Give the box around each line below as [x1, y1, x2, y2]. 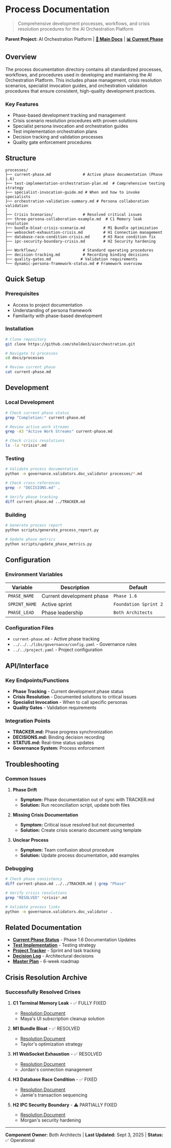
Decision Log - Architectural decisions [12, 953, 94, 959]
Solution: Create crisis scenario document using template [20, 827, 141, 833]
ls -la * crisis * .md [5, 443, 47, 448]
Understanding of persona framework [12, 307, 93, 313]
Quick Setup [5, 275, 45, 284]
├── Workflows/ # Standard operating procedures [5, 248, 154, 253]
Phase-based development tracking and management [12, 112, 126, 118]
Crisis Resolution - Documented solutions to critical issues [12, 694, 137, 700]
